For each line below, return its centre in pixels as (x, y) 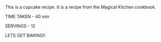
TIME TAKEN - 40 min (27, 16)
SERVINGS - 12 (20, 26)
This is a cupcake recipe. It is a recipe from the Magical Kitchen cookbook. (80, 7)
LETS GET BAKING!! (25, 35)
